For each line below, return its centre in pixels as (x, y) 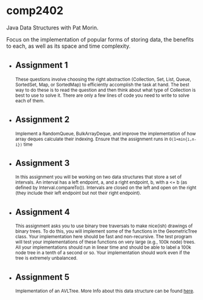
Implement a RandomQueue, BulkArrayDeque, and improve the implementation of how (105, 133)
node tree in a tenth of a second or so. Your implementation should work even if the (102, 253)
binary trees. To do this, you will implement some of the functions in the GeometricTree (106, 231)
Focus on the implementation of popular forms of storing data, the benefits (100, 39)
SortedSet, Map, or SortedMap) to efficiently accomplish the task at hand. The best (102, 84)
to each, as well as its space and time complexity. (69, 46)
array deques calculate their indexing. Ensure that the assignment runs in (92, 139)
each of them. (30, 101)
